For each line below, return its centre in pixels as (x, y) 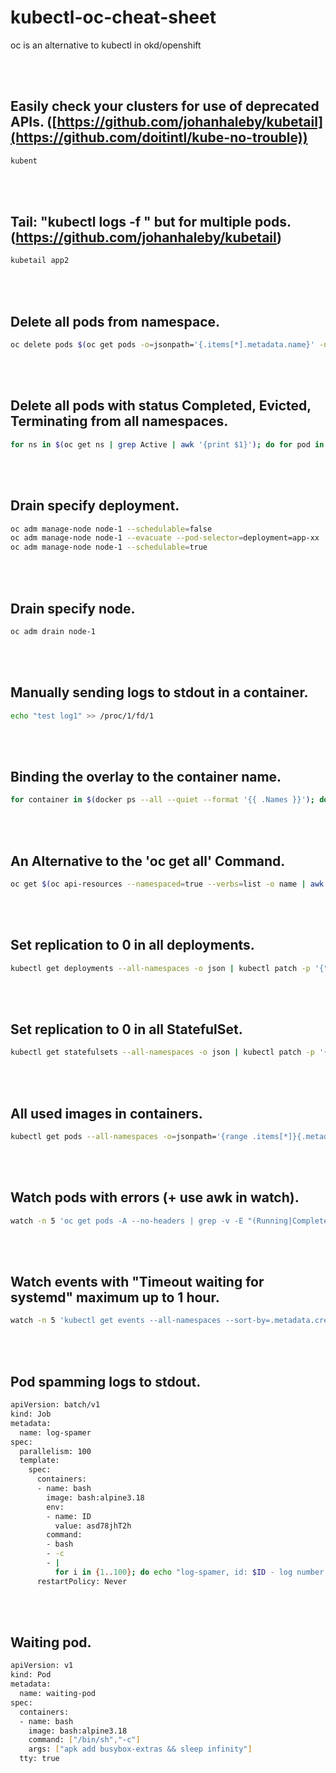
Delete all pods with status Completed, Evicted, (161, 406)
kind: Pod (31, 1675)
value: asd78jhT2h (93, 1526)
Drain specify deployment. (95, 506)
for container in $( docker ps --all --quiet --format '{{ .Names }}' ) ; (162, 800)
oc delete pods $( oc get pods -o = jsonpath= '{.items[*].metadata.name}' (162, 345)
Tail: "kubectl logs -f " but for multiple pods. (151, 222)
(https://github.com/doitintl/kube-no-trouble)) (159, 137)
